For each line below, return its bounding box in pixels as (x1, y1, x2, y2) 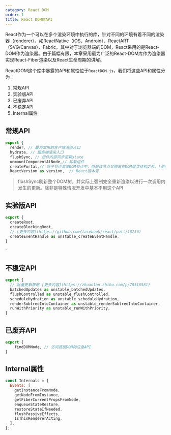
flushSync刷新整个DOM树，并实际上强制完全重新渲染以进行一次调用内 (17, 178, 165, 184)
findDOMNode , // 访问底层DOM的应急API (14, 344, 92, 350)
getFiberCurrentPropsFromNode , (14, 397, 81, 402)
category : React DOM (5, 7, 49, 13)
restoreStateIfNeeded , (14, 407, 63, 412)
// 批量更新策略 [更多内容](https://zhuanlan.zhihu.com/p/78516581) (10, 283, 151, 288)
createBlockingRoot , (10, 224, 53, 229)
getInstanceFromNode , (14, 388, 60, 393)
